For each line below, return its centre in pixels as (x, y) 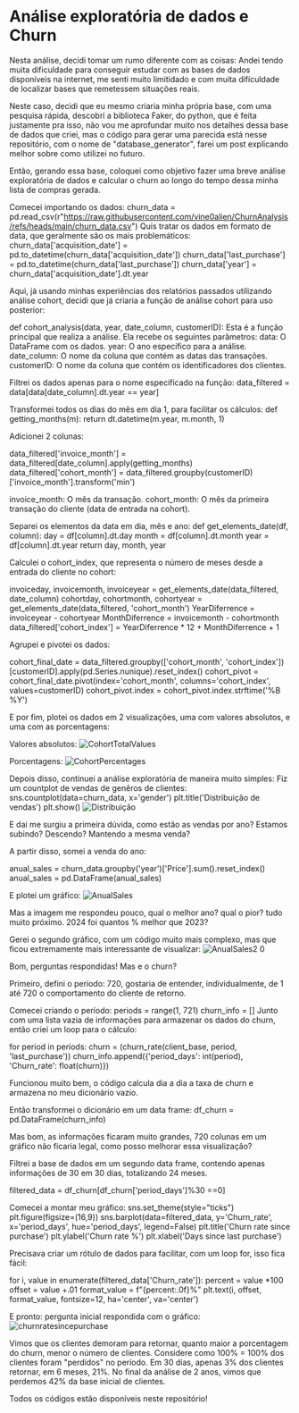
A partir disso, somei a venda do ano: (78, 851)
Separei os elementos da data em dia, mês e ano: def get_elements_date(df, (149, 526)
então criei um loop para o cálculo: (73, 1029)
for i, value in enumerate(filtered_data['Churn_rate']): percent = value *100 (146, 1280)
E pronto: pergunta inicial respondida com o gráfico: (105, 1316)
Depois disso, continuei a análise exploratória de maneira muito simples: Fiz (149, 778)
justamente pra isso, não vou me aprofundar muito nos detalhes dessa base (149, 125)
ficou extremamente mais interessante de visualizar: (105, 948)
